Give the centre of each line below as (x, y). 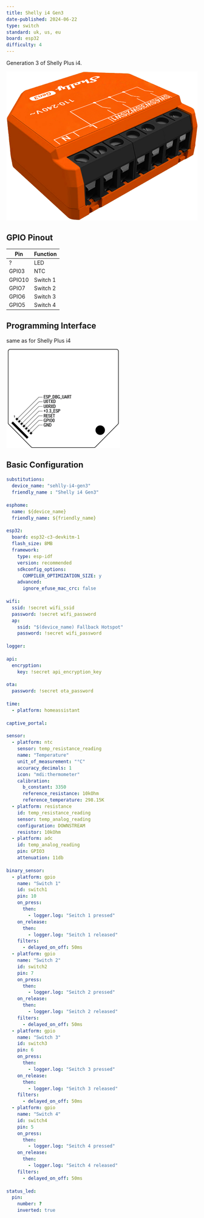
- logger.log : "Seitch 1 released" (73, 935)
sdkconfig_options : (42, 569)
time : (13, 704)
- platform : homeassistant (46, 710)
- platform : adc (32, 839)
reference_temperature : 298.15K (63, 800)
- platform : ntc (32, 742)
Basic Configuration (45, 465)
